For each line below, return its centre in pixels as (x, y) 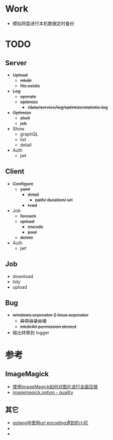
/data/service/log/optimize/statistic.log (68, 107)
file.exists (30, 85)
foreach (28, 216)
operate (28, 96)
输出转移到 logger (31, 333)
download (23, 276)
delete (27, 237)
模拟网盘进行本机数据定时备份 (43, 23)
